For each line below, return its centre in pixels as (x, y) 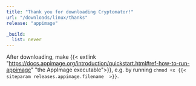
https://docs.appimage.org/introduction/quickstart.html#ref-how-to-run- (99, 64)
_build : (16, 34)
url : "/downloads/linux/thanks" (47, 18)
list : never (27, 40)
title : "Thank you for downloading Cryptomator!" (70, 12)
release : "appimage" (32, 23)
